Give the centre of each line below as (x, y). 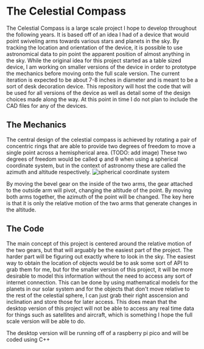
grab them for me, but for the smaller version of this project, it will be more (100, 269)
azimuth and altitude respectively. (49, 172)
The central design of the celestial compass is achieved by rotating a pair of (101, 139)
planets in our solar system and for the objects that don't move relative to (98, 289)
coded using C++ (28, 339)
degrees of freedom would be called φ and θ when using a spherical (92, 159)
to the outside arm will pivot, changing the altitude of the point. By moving (99, 190)
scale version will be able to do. (46, 321)
